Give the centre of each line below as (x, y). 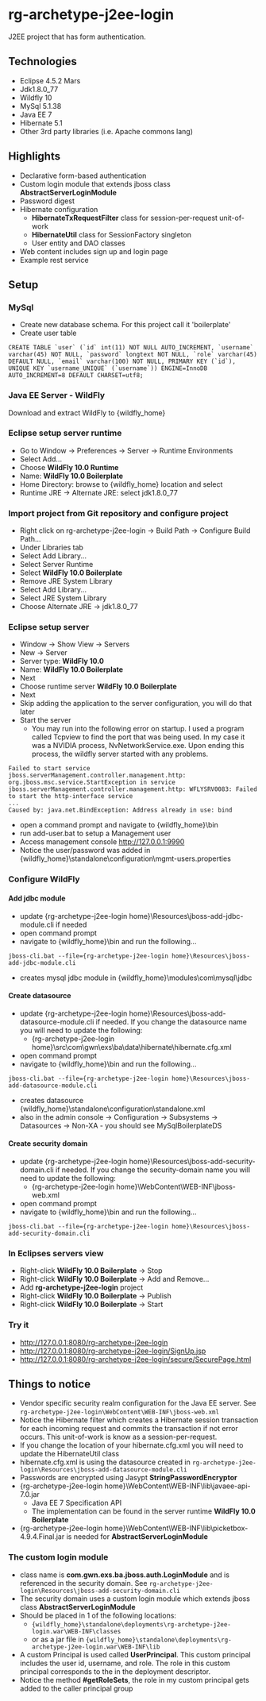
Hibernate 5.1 (41, 123)
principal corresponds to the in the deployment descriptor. (115, 1671)
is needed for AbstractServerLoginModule (137, 1537)
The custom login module (58, 1557)
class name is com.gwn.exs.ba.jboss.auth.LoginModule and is (125, 1575)
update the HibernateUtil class (69, 1454)
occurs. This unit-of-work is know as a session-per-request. (118, 1437)
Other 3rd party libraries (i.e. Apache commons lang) (106, 131)
